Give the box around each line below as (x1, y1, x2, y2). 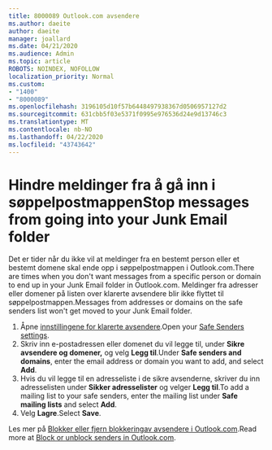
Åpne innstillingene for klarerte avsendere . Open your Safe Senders (19, 322, 245, 332)
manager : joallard (8, 34, 71, 43)
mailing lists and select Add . (19, 400, 118, 409)
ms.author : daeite (8, 20, 71, 28)
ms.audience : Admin (8, 50, 75, 58)
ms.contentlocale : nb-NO (8, 125, 93, 133)
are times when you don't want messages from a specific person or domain (8, 272, 261, 282)
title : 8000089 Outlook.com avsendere (8, 11, 140, 20)
